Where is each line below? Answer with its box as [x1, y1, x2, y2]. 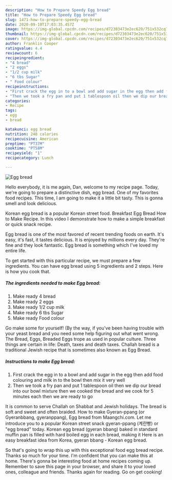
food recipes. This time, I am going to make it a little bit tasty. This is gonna [5, 195, 163, 201]
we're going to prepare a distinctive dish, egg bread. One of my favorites [5, 189, 159, 195]
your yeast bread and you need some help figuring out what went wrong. [5, 330, 160, 337]
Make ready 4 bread [12, 293, 56, 299]
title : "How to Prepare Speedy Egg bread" [5, 12, 97, 17]
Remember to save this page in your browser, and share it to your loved [5, 463, 156, 469]
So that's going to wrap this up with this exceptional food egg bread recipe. [5, 447, 164, 453]
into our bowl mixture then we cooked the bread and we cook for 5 [12, 387, 154, 394]
